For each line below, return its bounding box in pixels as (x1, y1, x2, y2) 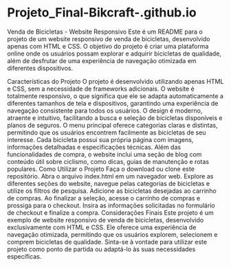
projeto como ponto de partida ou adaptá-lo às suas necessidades (7, 245, 196, 253)
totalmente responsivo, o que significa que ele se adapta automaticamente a (7, 91, 223, 100)
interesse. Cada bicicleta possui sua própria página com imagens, (7, 135, 194, 143)
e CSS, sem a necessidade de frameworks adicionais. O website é (7, 84, 195, 93)
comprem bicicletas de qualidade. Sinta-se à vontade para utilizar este (7, 237, 208, 246)
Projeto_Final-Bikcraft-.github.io (7, 5, 197, 21)
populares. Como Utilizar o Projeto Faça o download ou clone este (7, 165, 195, 173)
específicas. (7, 252, 42, 260)
